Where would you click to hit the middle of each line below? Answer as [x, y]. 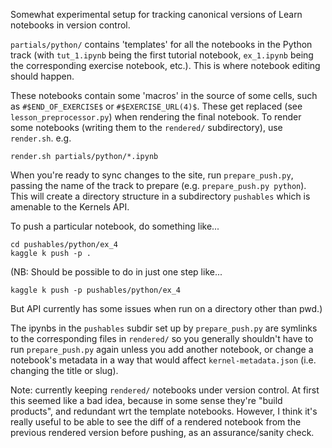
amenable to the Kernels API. [70, 207]
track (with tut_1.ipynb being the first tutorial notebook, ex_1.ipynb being [162, 55]
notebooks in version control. [70, 25]
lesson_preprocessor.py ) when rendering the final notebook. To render [156, 117]
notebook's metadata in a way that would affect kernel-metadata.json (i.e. [163, 360]
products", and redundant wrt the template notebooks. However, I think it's [164, 411]
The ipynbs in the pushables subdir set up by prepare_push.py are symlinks [164, 328]
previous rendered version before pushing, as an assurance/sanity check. [162, 432]
